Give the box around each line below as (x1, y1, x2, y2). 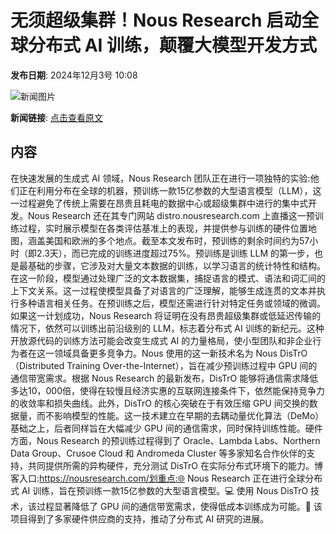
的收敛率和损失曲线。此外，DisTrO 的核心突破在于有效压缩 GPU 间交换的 (10, 397, 310, 409)
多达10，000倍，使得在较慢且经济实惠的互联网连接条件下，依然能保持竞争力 (10, 384, 326, 396)
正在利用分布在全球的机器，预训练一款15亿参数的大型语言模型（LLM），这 (18, 184, 322, 196)
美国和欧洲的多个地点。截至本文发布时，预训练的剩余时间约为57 (44, 234, 310, 246)
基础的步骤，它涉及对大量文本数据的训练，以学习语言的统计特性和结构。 (27, 259, 326, 271)
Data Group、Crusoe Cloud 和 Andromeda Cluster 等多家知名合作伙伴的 (10, 447, 307, 459)
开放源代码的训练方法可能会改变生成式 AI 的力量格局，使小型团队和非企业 (10, 334, 313, 346)
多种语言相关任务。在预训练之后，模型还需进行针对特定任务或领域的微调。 (18, 297, 326, 309)
